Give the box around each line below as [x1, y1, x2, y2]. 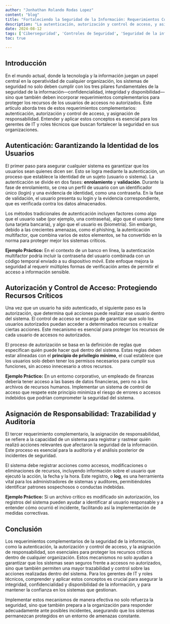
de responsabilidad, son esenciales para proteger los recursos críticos [5, 549, 152, 555]
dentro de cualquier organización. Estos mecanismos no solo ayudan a [5, 554, 153, 560]
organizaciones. [5, 127, 39, 133]
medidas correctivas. [5, 510, 50, 516]
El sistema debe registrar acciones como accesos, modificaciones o [5, 462, 148, 469]
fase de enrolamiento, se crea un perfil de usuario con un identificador [5, 184, 153, 191]
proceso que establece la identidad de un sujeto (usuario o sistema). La [5, 173, 154, 179]
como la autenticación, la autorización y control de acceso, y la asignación [5, 543, 161, 549]
